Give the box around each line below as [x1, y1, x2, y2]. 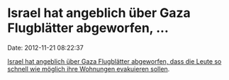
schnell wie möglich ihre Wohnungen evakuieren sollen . [7, 64, 170, 73]
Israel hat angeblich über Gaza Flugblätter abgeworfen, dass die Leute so [7, 57, 222, 65]
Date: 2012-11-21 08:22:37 [7, 43, 84, 52]
